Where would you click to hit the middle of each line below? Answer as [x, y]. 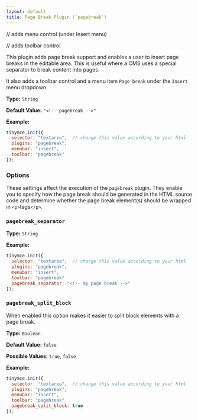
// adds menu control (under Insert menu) [57, 34]
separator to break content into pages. [53, 69]
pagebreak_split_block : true [47, 406]
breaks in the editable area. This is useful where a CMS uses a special [91, 63]
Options [18, 175]
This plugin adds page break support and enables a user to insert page [92, 57]
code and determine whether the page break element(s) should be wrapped [99, 201]
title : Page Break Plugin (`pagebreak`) [57, 17]
